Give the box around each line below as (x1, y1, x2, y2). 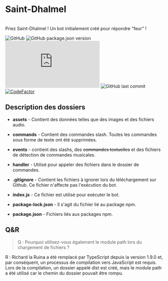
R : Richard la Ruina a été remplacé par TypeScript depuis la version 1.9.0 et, (5, 254, 163, 260)
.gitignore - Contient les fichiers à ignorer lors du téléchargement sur (12, 177, 157, 183)
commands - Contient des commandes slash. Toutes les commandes (12, 131, 157, 137)
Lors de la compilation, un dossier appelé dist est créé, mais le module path (5, 264, 162, 270)
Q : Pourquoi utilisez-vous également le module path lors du (17, 239, 142, 245)
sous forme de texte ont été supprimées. (12, 136, 97, 143)
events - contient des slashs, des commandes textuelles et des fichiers (12, 147, 161, 153)
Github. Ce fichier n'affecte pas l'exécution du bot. (12, 182, 117, 188)
